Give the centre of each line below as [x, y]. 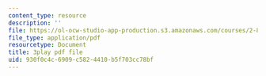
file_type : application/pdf [55, 38]
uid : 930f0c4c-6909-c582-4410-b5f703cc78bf [81, 60]
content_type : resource [47, 15]
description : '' [35, 23]
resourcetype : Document [47, 45]
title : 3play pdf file [46, 52]
